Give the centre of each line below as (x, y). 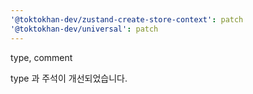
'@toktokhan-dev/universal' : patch (84, 29)
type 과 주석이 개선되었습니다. (69, 78)
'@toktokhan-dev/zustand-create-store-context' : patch (127, 19)
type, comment (41, 57)
